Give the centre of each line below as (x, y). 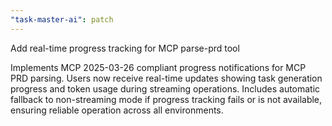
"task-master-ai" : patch (62, 19)
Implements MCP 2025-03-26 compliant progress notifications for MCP (158, 67)
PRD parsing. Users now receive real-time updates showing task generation (166, 78)
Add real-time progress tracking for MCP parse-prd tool (125, 48)
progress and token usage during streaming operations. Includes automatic (165, 88)
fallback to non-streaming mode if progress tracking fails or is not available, (166, 99)
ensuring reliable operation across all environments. (117, 110)
